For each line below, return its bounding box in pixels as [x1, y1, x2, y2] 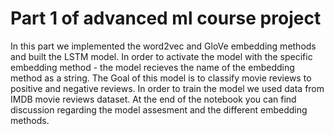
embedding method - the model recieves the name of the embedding [10, 61, 295, 73]
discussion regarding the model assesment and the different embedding [10, 103, 308, 116]
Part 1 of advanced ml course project [10, 7, 322, 30]
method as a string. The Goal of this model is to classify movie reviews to [10, 72, 312, 84]
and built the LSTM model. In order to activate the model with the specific [10, 50, 313, 62]
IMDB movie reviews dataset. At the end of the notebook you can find [10, 93, 297, 105]
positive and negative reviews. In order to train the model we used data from [10, 82, 325, 94]
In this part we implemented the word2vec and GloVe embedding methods [10, 40, 317, 52]
